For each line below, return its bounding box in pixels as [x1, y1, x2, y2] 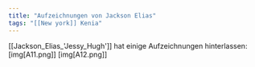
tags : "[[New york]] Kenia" [8, 19, 103, 27]
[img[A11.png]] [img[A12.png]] [8, 49, 108, 59]
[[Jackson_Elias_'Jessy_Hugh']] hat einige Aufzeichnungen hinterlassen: [8, 41, 248, 50]
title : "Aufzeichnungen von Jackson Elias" [8, 11, 157, 20]
